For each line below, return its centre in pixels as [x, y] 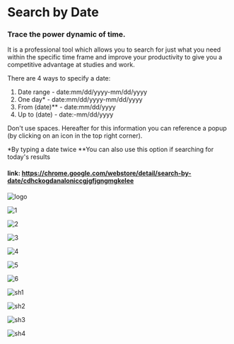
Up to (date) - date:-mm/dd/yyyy [65, 114]
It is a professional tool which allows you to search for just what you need [114, 49]
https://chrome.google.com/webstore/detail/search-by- [107, 173]
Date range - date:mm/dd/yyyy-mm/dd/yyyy [82, 92]
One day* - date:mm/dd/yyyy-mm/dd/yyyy [80, 100]
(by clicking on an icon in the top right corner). [75, 136]
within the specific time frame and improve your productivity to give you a [115, 57]
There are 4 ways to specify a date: [59, 78]
